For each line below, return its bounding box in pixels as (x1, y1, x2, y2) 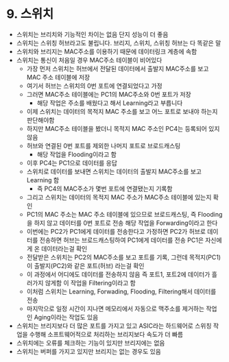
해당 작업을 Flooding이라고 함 (36, 150, 117, 158)
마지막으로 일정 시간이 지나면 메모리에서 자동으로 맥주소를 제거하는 (26, 304, 205, 313)
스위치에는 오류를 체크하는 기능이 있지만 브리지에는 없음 (16, 339, 165, 347)
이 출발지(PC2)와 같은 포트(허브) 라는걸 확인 (26, 261, 145, 269)
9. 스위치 (6, 6, 54, 22)
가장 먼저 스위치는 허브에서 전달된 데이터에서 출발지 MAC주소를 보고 (26, 64, 209, 73)
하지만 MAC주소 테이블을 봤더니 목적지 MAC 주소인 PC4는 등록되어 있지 (26, 124, 220, 132)
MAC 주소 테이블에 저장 (26, 73, 91, 81)
